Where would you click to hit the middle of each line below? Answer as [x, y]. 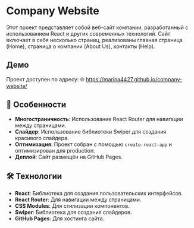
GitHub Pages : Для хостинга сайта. [60, 218]
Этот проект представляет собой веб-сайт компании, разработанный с [97, 27]
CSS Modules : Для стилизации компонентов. [72, 206]
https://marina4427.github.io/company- [134, 79]
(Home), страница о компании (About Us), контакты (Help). [81, 46]
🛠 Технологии [34, 176]
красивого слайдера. [42, 138]
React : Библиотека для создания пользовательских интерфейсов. [99, 194]
